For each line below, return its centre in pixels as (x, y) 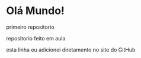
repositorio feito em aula (36, 38)
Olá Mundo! (36, 11)
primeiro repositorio (30, 27)
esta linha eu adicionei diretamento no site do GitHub (71, 50)
